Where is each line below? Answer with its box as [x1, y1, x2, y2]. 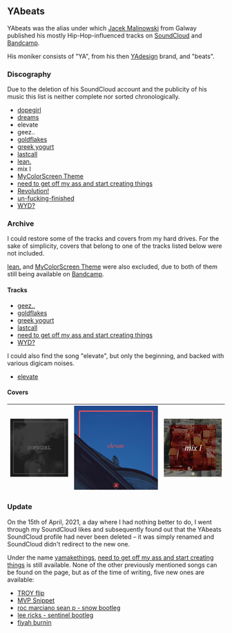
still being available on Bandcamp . [7, 270, 105, 278]
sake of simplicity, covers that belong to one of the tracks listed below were [7, 242, 222, 250]
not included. [7, 249, 45, 258]
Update [7, 502, 32, 512]
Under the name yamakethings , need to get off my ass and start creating [7, 553, 214, 562]
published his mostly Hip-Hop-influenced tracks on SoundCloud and [7, 31, 202, 39]
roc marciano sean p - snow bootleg [17, 603, 121, 612]
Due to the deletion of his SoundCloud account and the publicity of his [7, 85, 207, 93]
